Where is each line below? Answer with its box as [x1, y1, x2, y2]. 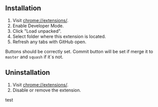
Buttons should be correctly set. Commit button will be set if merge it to [5, 48, 153, 54]
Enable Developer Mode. [12, 23, 64, 29]
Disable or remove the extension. [12, 87, 82, 93]
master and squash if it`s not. [5, 54, 64, 60]
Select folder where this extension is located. [12, 33, 106, 39]
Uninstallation [5, 68, 50, 77]
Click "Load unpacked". [12, 28, 62, 34]
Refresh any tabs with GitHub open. [12, 39, 87, 45]
